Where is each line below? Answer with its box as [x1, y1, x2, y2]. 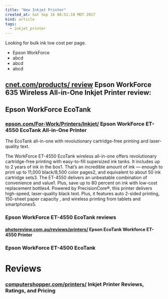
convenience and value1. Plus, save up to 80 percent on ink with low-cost [5, 180, 157, 186]
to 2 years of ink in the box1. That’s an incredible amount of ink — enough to [5, 164, 163, 170]
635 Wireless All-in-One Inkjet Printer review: [5, 88, 152, 97]
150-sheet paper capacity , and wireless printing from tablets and [5, 196, 141, 202]
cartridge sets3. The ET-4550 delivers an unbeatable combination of [5, 175, 147, 181]
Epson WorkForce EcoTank [5, 105, 92, 114]
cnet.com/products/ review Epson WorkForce [5, 80, 152, 89]
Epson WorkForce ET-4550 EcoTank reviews [5, 214, 117, 221]
